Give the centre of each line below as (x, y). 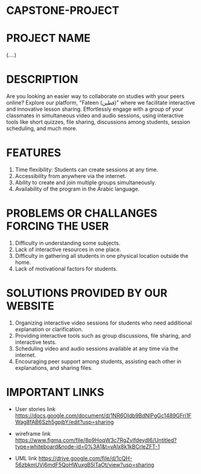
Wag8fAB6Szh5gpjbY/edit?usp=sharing (64, 422)
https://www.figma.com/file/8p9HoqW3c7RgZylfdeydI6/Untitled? (96, 440)
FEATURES (34, 153)
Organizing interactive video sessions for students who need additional (103, 323)
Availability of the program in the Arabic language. (77, 189)
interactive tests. (36, 342)
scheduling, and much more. (42, 128)
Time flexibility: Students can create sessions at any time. (87, 170)
